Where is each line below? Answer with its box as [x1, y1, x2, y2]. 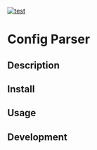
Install [7, 83, 35, 95]
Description [7, 59, 60, 71]
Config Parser [7, 32, 90, 47]
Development [7, 131, 68, 143]
